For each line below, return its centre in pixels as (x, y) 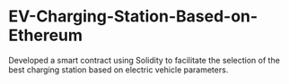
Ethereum (45, 35)
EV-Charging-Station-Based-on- (133, 17)
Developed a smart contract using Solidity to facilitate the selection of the (144, 60)
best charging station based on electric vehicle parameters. (118, 70)
